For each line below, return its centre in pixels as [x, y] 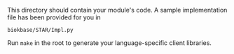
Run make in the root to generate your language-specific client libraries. [110, 43]
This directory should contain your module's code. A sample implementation [117, 10]
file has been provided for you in [54, 17]
